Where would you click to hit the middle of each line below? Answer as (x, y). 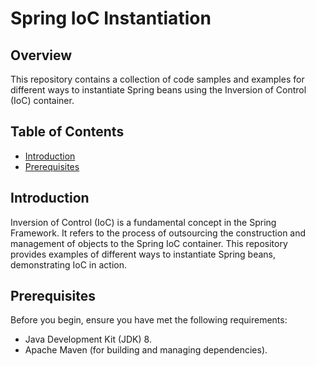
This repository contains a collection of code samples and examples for (157, 79)
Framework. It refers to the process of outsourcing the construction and (158, 233)
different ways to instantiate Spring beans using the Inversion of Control (158, 90)
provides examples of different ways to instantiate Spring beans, (143, 254)
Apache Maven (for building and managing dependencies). (146, 350)
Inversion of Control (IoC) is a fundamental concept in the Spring (143, 222)
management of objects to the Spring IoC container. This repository (149, 243)
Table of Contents (67, 132)
